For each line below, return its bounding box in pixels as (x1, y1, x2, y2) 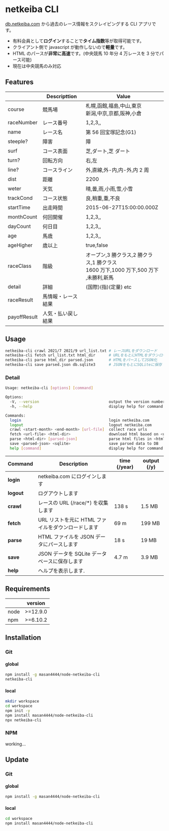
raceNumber (8, 119, 38, 126)
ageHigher (8, 242, 33, 249)
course (8, 106, 24, 113)
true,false (86, 242, 108, 249)
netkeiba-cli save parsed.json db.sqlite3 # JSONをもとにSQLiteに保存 (5, 362, 162, 367)
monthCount (8, 213, 38, 220)
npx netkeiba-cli (5, 717, 42, 723)
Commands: (5, 413, 26, 418)
